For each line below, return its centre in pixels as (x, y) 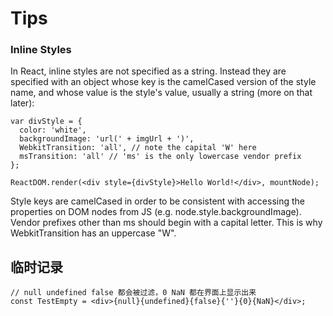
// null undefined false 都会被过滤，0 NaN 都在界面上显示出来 (133, 293)
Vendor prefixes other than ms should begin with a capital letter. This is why (166, 223)
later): (22, 103)
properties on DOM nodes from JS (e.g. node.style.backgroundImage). (156, 212)
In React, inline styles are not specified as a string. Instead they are (148, 71)
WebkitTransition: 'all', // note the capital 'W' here (138, 148)
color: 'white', (53, 130)
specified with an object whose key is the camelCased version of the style (163, 82)
